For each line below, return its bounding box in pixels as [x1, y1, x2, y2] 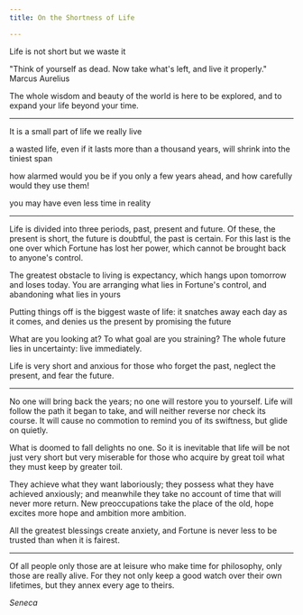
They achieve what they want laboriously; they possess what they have [9, 479, 274, 490]
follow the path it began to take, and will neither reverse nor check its [9, 405, 266, 416]
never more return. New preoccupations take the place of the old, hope [9, 498, 274, 509]
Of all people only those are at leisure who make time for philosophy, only [9, 560, 282, 571]
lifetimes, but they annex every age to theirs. [9, 579, 175, 591]
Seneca [9, 597, 38, 608]
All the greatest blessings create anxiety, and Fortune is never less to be [9, 525, 278, 536]
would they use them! [9, 179, 90, 190]
